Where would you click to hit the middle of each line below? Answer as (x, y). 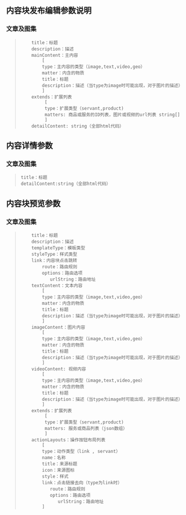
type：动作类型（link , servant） (81, 452)
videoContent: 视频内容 (59, 369)
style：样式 (56, 477)
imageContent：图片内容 (58, 327)
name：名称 (54, 458)
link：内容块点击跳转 (55, 261)
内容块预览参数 (33, 203)
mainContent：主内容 (55, 55)
